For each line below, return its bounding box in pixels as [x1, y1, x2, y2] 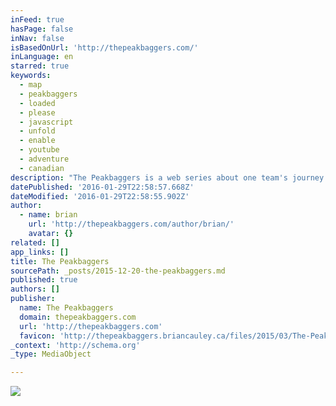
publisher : [10, 294, 56, 304]
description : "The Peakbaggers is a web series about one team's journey [10, 172, 325, 183]
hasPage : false [10, 24, 74, 34]
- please [19, 107, 56, 118]
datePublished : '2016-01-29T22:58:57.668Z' [10, 182, 195, 192]
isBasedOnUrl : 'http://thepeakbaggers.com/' [10, 42, 199, 53]
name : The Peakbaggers [19, 303, 114, 313]
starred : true [10, 61, 70, 71]
